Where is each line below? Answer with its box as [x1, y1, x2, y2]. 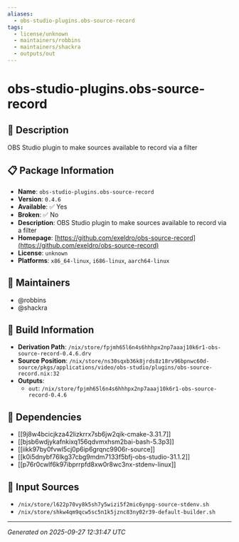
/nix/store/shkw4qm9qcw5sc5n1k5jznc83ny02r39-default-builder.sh [17, 509, 216, 516]
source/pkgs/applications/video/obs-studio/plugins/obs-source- [17, 364, 213, 371]
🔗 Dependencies [7, 411, 82, 423]
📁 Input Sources [7, 481, 80, 493]
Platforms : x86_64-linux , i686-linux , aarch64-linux [17, 256, 170, 264]
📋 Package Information [7, 165, 115, 177]
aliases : [7, 10, 33, 18]
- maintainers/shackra [14, 43, 81, 51]
